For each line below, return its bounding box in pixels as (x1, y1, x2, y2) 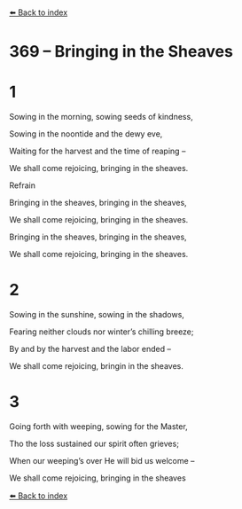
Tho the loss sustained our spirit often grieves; (9, 438, 180, 449)
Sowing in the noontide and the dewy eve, (9, 129, 163, 139)
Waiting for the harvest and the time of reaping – (9, 145, 186, 157)
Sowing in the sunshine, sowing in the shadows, (9, 309, 184, 320)
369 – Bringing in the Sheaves (9, 42, 233, 62)
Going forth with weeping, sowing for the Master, (9, 421, 188, 432)
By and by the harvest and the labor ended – (9, 344, 171, 355)
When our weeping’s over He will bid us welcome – (9, 456, 195, 466)
